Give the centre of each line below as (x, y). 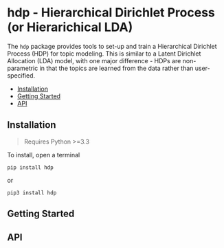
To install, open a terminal (44, 155)
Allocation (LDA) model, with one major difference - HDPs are (94, 60)
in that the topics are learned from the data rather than (116, 68)
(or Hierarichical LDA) (70, 27)
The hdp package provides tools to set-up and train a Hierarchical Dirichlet (112, 46)
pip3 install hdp (32, 193)
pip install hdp (30, 167)
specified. (21, 75)
